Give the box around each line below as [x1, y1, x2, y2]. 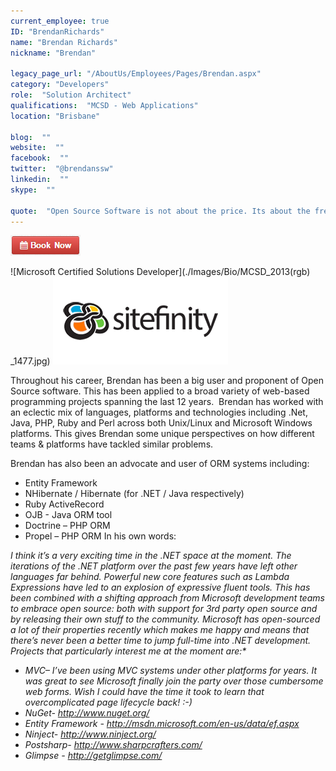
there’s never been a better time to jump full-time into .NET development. [10, 635, 312, 647]
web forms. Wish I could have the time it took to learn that [24, 686, 265, 698]
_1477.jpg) [10, 355, 51, 367]
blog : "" [10, 132, 52, 142]
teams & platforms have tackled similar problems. [10, 438, 214, 450]
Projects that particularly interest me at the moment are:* [10, 645, 247, 657]
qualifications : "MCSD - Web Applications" [10, 100, 199, 110]
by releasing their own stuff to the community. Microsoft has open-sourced [10, 613, 321, 625]
